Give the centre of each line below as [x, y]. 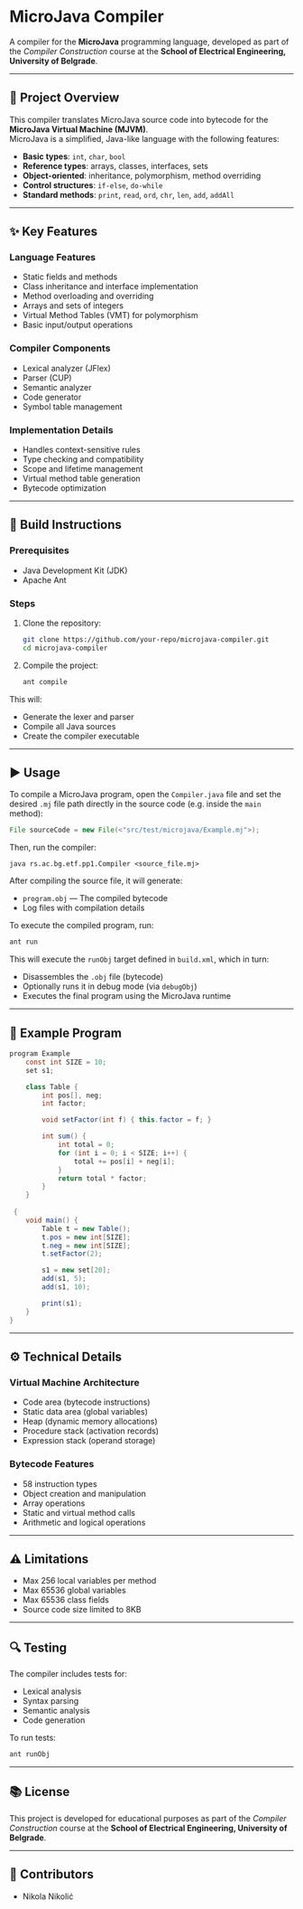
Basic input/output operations [78, 325]
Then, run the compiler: [53, 848]
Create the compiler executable [81, 736]
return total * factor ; [102, 1178]
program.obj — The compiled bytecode [95, 898]
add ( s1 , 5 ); [64, 1279]
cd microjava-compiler [65, 648]
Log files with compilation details [83, 908]
